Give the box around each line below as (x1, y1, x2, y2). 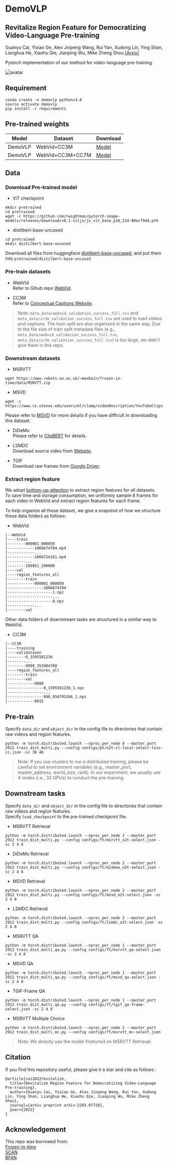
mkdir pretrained (5, 205, 42, 210)
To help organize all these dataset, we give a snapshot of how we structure (5, 508, 161, 514)
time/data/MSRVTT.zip (5, 380, 51, 385)
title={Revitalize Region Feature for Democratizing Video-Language (10, 1081, 156, 1086)
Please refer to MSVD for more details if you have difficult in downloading (5, 412, 157, 418)
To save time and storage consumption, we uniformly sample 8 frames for (5, 493, 158, 499)
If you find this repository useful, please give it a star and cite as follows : (5, 1066, 157, 1073)
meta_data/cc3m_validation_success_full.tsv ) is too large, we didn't (17, 337, 160, 343)
